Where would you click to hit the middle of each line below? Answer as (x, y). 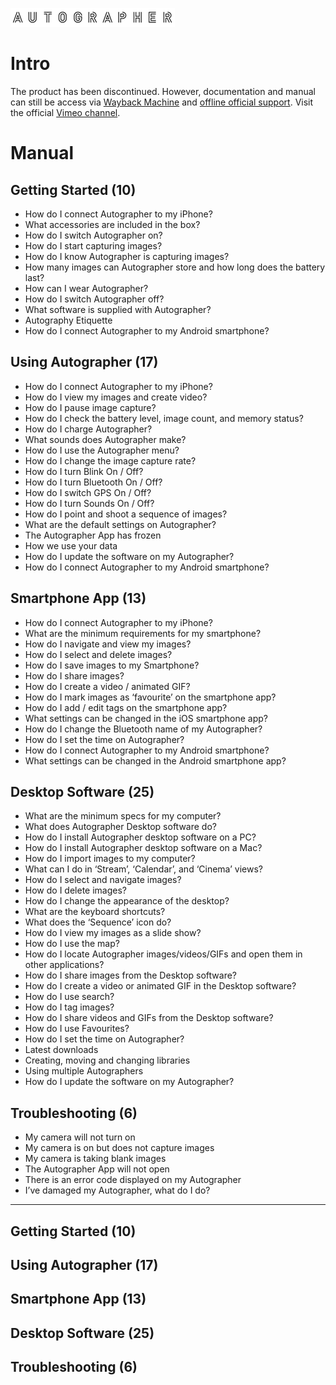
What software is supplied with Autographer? (118, 309)
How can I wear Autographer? (86, 288)
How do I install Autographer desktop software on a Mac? (143, 848)
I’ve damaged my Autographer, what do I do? (117, 1190)
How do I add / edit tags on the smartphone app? (126, 707)
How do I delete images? (75, 890)
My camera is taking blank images (95, 1159)
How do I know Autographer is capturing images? (127, 256)
